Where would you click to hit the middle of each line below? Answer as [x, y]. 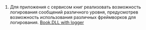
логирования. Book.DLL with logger [47, 22]
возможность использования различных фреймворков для [73, 17]
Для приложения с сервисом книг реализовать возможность [75, 7]
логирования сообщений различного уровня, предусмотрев [74, 12]
